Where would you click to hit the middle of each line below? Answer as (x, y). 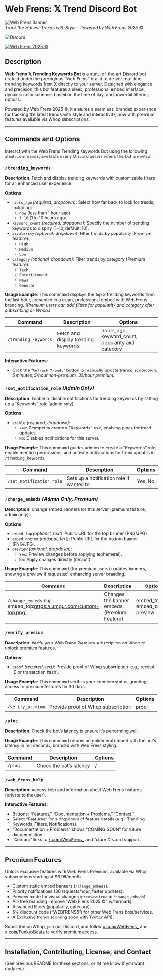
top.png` (17, 613)
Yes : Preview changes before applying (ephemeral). (71, 554)
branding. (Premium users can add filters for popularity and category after (80, 305)
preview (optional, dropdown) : (42, 549)
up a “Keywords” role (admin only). (40, 404)
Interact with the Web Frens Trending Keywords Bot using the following (76, 151)
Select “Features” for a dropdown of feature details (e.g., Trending (78, 819)
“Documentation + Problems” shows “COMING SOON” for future (76, 829)
